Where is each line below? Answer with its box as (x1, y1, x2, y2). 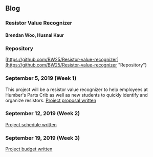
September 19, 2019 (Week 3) (5, 134, 80, 141)
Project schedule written (5, 121, 57, 127)
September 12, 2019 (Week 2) (5, 110, 80, 117)
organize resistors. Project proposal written (5, 97, 96, 103)
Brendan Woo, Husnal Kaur (5, 32, 64, 38)
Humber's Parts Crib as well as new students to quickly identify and (5, 92, 148, 98)
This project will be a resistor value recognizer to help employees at (5, 86, 148, 93)
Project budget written (5, 146, 53, 152)
